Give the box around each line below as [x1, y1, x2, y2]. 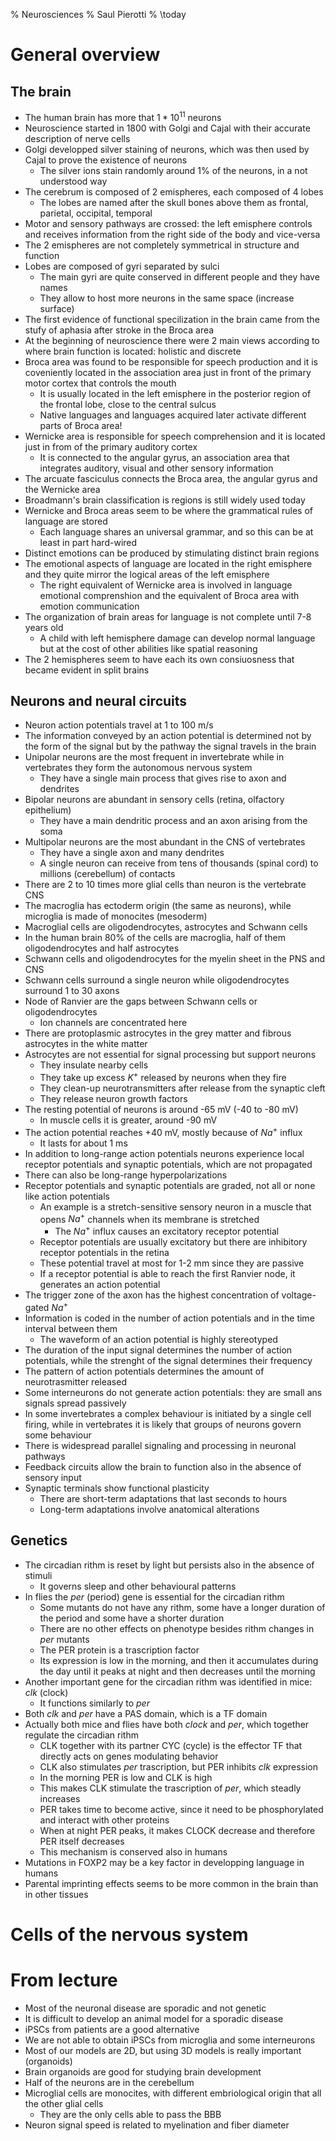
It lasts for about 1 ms [39, 1137, 128, 1149]
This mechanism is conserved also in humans [39, 1845, 228, 1858]
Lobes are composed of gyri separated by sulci [24, 260, 220, 272]
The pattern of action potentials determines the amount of [24, 1365, 265, 1377]
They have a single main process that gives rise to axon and [39, 772, 287, 784]
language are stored [24, 515, 108, 527]
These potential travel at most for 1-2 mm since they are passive [39, 1257, 305, 1269]
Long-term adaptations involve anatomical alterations [39, 1503, 260, 1515]
